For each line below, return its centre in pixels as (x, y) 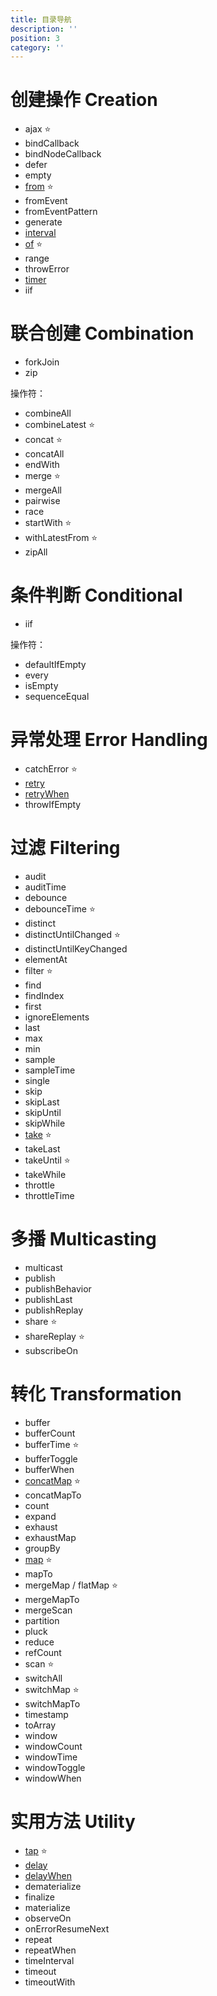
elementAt (46, 959)
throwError (47, 269)
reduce (39, 1642)
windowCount (53, 1746)
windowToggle (55, 1767)
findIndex (44, 995)
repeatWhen (50, 1950)
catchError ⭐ (51, 769)
